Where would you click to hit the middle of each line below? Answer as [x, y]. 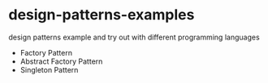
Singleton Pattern [49, 69]
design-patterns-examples [102, 15]
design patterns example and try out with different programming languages [134, 37]
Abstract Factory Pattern [61, 61]
